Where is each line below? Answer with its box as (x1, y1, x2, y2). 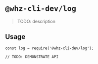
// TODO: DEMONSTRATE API (5, 54, 58, 59)
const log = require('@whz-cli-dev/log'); (5, 46, 94, 51)
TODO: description (17, 18, 56, 24)
